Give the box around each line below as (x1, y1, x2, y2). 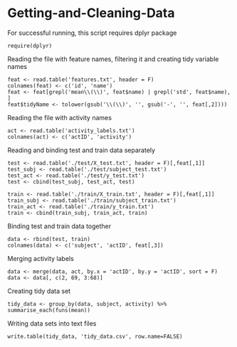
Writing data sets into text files (7, 319, 97, 328)
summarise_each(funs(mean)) (7, 306, 91, 314)
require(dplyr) (7, 42, 53, 49)
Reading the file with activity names (7, 113, 112, 122)
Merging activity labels (7, 254, 75, 262)
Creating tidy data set (7, 287, 71, 295)
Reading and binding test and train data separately (7, 146, 155, 154)
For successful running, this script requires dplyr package (7, 28, 177, 37)
